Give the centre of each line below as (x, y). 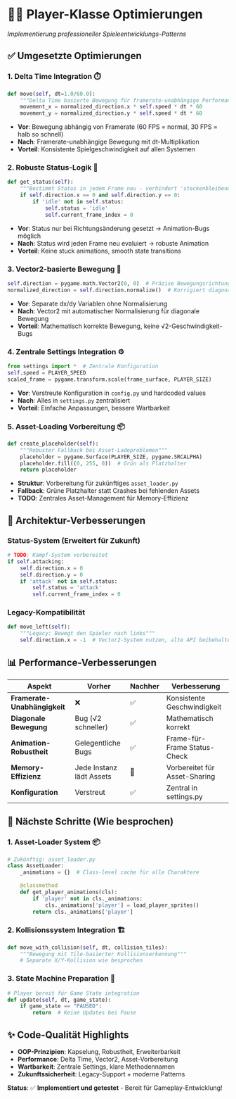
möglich (29, 236)
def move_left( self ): (39, 627)
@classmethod (39, 886)
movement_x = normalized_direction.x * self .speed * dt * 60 (111, 107)
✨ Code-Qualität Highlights (68, 1035)
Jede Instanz (96, 767)
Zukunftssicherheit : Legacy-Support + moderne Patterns (101, 1074)
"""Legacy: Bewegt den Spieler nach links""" (88, 634)
